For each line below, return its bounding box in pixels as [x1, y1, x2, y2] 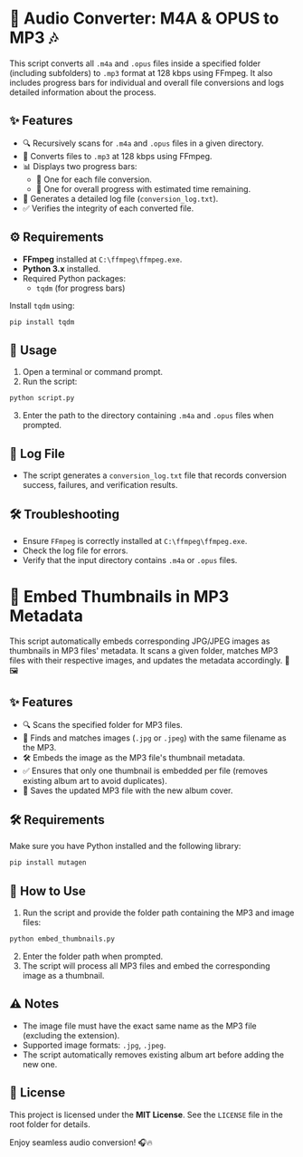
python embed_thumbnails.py [9, 934, 116, 943]
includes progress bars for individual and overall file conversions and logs [9, 77, 285, 88]
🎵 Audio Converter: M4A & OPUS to [9, 8, 279, 29]
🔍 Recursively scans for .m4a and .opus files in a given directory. [22, 138, 264, 148]
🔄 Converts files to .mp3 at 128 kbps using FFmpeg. [22, 150, 213, 161]
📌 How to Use [9, 883, 86, 899]
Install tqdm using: [9, 300, 75, 311]
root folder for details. [9, 1118, 90, 1130]
